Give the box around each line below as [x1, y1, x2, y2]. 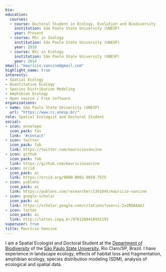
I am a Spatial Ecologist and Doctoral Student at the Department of [5, 240, 143, 246]
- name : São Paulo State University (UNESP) [5, 105, 100, 110]
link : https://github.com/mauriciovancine [10, 161, 100, 166]
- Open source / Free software [5, 96, 71, 101]
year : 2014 [14, 59, 37, 64]
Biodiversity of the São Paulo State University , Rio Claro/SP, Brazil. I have [5, 245, 156, 251]
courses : [10, 17, 28, 22]
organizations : [5, 101, 37, 106]
